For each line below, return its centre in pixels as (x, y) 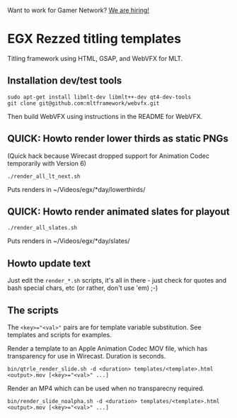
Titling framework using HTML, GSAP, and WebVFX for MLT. (95, 58)
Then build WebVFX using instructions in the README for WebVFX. (105, 116)
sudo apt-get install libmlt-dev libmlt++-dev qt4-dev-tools (99, 97)
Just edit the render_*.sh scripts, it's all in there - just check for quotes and (117, 281)
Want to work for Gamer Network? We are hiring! (79, 10)
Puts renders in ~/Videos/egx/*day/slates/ (69, 241)
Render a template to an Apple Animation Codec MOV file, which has (108, 349)
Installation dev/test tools (65, 81)
